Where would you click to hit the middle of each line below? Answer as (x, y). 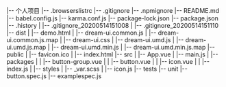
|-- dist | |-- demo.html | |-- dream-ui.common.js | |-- (81, 33)
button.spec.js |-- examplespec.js (54, 76)
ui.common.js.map (33, 40)
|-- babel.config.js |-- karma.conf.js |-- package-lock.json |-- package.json (112, 18)
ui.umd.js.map (26, 47)
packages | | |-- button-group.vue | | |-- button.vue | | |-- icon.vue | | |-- (108, 62)
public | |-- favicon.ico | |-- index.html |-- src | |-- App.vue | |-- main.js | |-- (112, 54)
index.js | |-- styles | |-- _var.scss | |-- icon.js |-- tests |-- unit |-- (97, 69)
